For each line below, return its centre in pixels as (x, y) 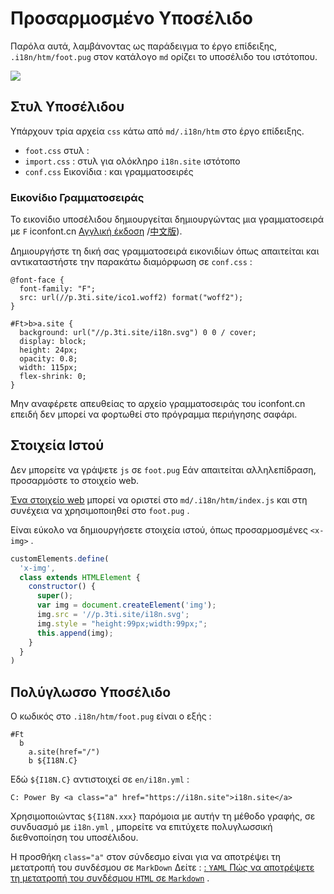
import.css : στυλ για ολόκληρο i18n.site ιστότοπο (132, 161)
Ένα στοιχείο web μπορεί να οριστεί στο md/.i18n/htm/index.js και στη (159, 499)
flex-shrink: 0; (53, 377)
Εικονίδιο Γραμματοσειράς (77, 197)
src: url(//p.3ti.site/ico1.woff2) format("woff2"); (131, 298)
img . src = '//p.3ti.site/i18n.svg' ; (113, 615)
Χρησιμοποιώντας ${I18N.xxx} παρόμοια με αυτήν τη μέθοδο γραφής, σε (163, 816)
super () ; (55, 596)
